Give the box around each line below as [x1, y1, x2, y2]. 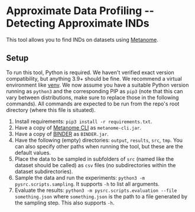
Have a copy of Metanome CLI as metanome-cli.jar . [14, 124, 142, 131]
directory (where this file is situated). [6, 106, 96, 113]
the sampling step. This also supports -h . [14, 199, 115, 206]
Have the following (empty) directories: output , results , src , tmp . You [14, 137, 183, 144]
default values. [14, 149, 51, 156]
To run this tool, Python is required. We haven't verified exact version [6, 69, 174, 76]
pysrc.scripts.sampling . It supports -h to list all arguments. [14, 180, 160, 187]
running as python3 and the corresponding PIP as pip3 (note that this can [6, 87, 183, 95]
